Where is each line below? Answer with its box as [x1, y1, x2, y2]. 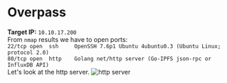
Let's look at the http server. [7, 67, 90, 76]
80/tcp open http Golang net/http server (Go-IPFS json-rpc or [7, 55, 212, 62]
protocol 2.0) [7, 49, 50, 56]
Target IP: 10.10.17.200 [7, 28, 77, 36]
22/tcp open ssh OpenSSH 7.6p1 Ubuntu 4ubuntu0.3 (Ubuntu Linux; [7, 43, 221, 50]
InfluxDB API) [7, 61, 50, 68]
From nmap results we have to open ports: [7, 35, 128, 43]
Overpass [7, 4, 66, 21]
